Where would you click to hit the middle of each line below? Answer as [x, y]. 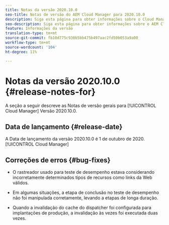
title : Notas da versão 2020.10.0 [41, 10]
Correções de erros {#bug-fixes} [58, 160]
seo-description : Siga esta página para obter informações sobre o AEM [82, 24]
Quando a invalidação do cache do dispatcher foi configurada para [82, 208]
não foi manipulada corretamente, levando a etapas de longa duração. [85, 198]
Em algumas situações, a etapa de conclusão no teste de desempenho [86, 193]
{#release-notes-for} [51, 92]
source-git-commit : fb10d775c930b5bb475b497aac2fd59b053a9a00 [72, 38]
